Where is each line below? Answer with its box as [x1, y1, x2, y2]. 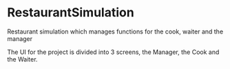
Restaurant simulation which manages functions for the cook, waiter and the [7, 27, 224, 36]
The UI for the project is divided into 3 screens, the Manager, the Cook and [7, 48, 220, 56]
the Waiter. [7, 55, 38, 63]
